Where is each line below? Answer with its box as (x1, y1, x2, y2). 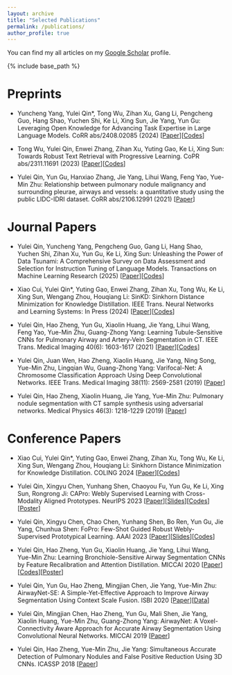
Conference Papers (7, 431, 121, 447)
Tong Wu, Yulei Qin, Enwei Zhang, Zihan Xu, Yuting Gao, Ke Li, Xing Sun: (17, 145, 225, 153)
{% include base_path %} (7, 62, 80, 70)
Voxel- (199, 617, 218, 625)
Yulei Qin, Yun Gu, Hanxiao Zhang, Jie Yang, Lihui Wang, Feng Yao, (17, 173, 209, 181)
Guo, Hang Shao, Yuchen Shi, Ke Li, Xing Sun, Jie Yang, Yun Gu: (17, 117, 201, 125)
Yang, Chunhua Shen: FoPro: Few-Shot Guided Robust (17, 525, 173, 533)
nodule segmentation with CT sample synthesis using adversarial (17, 400, 204, 408)
